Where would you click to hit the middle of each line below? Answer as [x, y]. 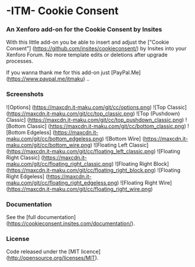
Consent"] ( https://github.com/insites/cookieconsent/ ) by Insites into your [96, 49]
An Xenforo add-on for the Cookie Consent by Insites [84, 30]
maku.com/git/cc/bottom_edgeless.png [54, 139]
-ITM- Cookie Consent [63, 11]
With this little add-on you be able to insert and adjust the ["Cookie [88, 42]
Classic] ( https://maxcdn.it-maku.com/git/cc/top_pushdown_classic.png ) [95, 120]
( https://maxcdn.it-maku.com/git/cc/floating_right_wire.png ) [79, 189]
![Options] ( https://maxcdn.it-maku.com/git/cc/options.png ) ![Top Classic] [97, 107]
